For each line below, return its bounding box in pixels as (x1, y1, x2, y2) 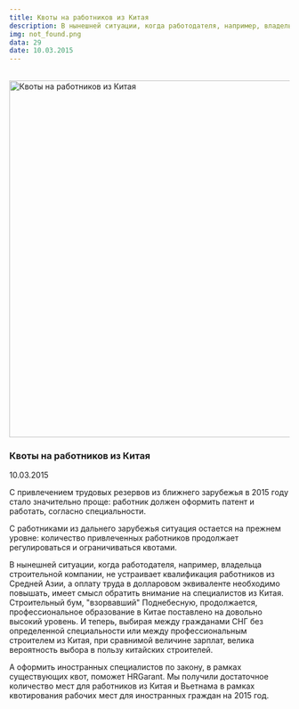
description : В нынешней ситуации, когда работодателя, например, (9, 21, 261, 30)
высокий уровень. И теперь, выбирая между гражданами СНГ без (9, 616, 264, 627)
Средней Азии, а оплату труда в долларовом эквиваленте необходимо (9, 578, 280, 589)
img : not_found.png (9, 29, 82, 38)
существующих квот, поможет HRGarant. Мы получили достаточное (9, 672, 269, 682)
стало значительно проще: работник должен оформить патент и (9, 496, 255, 508)
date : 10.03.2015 (9, 46, 74, 55)
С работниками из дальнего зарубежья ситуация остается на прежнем (9, 523, 282, 534)
